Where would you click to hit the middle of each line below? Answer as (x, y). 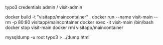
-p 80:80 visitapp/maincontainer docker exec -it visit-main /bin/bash (83, 22)
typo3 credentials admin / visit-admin (44, 7)
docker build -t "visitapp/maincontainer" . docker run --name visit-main (79, 17)
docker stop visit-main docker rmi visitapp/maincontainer (64, 27)
